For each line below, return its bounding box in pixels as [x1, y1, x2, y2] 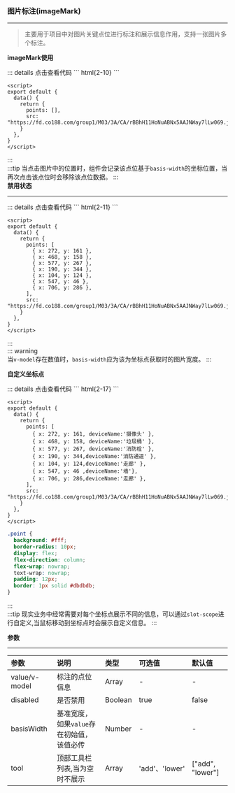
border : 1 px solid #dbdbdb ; [13, 583, 96, 590]
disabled [10, 695, 39, 705]
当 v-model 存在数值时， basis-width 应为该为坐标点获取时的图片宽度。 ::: [7, 355, 212, 364]
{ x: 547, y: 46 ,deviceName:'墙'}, [32, 468, 138, 475]
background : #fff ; [13, 537, 68, 544]
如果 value [57, 719, 90, 729]
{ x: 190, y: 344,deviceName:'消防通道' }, [32, 453, 157, 460]
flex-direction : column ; [13, 556, 86, 564]
